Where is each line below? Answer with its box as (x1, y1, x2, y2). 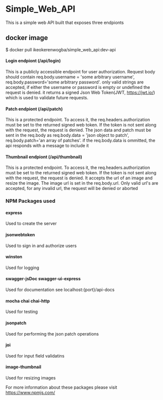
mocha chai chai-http (5, 298, 50, 304)
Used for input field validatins (5, 353, 65, 358)
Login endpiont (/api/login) (5, 58, 61, 64)
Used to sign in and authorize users (5, 243, 77, 249)
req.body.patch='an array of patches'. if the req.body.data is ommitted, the (5, 138, 155, 144)
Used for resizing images (5, 375, 56, 380)
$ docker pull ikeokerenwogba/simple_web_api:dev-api (5, 46, 116, 52)
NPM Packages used (5, 198, 55, 205)
